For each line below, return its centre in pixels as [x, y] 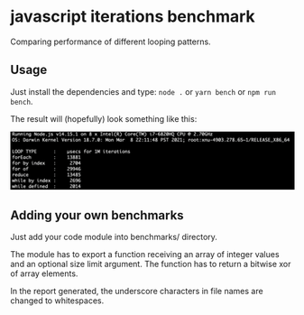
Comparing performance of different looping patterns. [111, 42]
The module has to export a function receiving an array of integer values [145, 254]
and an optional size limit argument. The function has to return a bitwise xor [151, 264]
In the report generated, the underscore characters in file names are [137, 291]
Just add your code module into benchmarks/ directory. [114, 236]
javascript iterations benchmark [133, 17]
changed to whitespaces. [57, 301]
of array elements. [44, 273]
